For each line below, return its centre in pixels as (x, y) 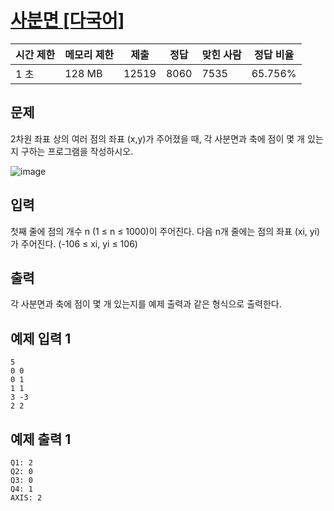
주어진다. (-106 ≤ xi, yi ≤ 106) (79, 243)
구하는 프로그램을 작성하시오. (77, 151)
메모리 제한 (89, 54)
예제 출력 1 (41, 439)
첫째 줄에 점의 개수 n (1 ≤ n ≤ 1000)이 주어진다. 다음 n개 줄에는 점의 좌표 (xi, (159, 231)
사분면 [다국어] (67, 20)
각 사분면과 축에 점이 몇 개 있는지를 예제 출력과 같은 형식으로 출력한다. (146, 304)
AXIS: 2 (26, 498)
